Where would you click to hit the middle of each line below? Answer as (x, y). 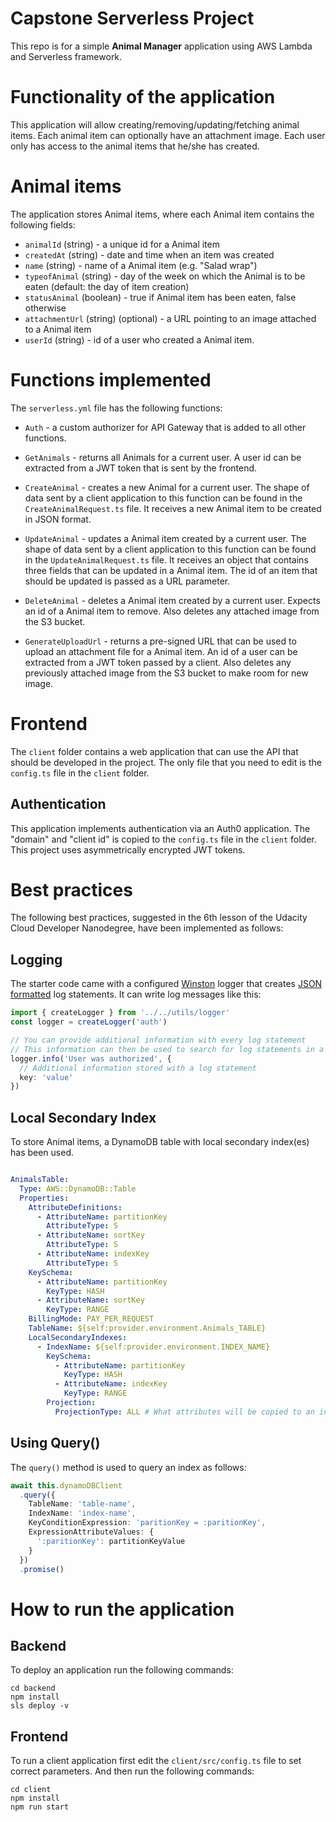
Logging (36, 959)
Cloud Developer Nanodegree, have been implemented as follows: (147, 928)
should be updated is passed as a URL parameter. (127, 581)
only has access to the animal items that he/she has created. (135, 146)
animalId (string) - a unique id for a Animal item (122, 244)
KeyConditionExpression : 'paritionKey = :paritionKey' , (147, 1523)
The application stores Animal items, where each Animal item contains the (162, 214)
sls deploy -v (40, 1706)
